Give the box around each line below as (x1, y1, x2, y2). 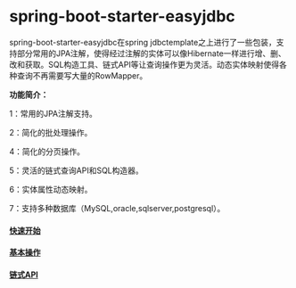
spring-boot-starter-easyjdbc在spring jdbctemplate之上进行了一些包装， (9, 37, 276, 47)
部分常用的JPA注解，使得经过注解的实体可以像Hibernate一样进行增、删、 (16, 47, 287, 59)
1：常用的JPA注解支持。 (9, 108, 98, 119)
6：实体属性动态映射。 (9, 184, 93, 194)
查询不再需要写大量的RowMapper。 (16, 70, 148, 81)
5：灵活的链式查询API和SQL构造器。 (9, 165, 144, 176)
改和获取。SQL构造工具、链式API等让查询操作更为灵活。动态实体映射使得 (9, 59, 279, 70)
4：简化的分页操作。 (9, 145, 86, 157)
